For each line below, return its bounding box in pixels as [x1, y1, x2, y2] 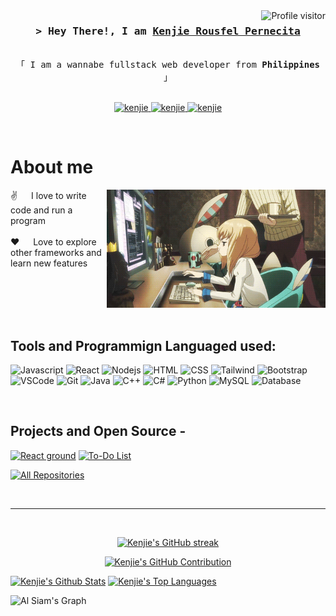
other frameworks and [10, 247, 102, 259]
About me [10, 156, 94, 179]
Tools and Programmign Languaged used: [10, 337, 277, 354]
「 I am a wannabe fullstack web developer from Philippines [15, 59, 320, 71]
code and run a [10, 204, 73, 216]
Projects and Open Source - [10, 423, 187, 440]
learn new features [10, 257, 88, 269]
